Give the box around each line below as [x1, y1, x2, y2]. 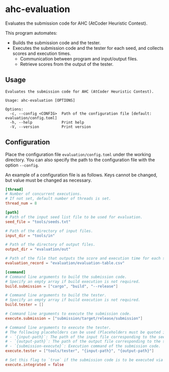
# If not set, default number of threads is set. [5, 196, 112, 201]
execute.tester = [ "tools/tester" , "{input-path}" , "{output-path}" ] [5, 348, 154, 353]
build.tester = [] [5, 302, 44, 308]
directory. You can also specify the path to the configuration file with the [5, 157, 155, 163]
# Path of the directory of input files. [5, 228, 94, 234]
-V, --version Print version [10, 124, 92, 129]
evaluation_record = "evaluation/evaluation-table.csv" [5, 261, 125, 266]
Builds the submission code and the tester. [12, 39, 101, 46]
